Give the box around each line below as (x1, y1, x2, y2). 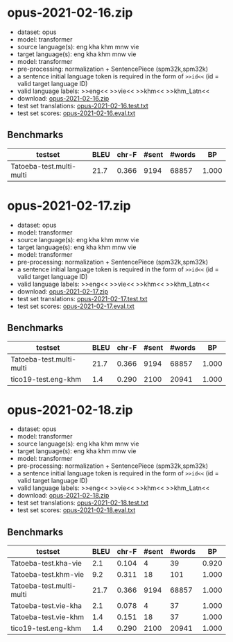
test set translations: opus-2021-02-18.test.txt (17, 498, 149, 507)
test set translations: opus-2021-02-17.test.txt (17, 294, 148, 303)
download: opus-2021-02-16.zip (17, 94, 110, 102)
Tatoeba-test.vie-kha (10, 601, 82, 611)
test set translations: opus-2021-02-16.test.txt (17, 101, 149, 110)
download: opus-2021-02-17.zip (17, 287, 109, 296)
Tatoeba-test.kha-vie (10, 559, 82, 568)
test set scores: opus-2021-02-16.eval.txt (17, 109, 136, 117)
